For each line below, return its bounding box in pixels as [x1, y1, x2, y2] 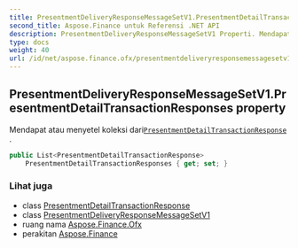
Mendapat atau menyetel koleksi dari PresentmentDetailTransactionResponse [9, 124, 287, 135]
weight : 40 [9, 46, 50, 55]
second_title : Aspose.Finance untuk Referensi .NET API [9, 21, 220, 30]
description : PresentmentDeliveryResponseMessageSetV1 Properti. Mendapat [9, 29, 292, 38]
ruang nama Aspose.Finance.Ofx [21, 219, 142, 229]
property [236, 101, 286, 116]
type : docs [9, 37, 50, 47]
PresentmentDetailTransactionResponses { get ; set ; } [25, 159, 228, 168]
